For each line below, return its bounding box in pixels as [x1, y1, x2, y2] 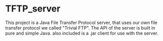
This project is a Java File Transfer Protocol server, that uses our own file [5, 19, 158, 25]
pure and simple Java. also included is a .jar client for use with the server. [5, 30, 158, 36]
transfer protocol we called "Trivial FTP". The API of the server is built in [5, 24, 155, 30]
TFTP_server [5, 3, 61, 14]
